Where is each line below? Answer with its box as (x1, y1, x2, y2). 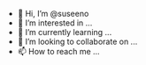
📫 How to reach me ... (17, 47, 100, 56)
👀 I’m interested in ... (17, 18, 93, 28)
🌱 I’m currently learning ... (17, 27, 112, 37)
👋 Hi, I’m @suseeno (17, 9, 89, 18)
